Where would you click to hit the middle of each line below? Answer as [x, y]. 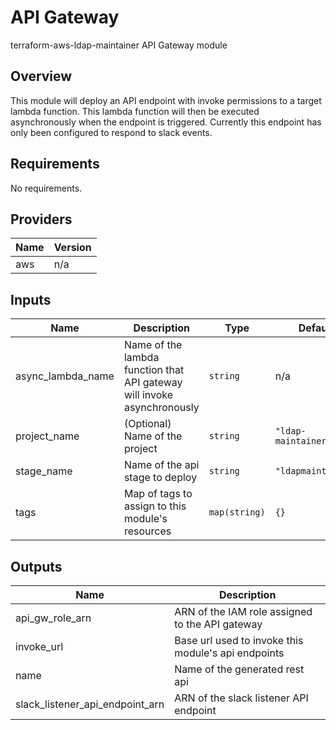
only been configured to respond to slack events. [111, 132]
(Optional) [147, 424]
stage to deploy [160, 478]
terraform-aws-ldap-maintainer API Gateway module [119, 45]
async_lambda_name [65, 376]
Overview [41, 76]
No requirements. [46, 188]
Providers [41, 219]
